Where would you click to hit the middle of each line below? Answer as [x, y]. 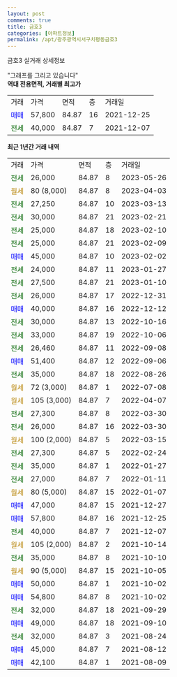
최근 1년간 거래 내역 [33, 147]
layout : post [26, 14]
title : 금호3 [25, 27]
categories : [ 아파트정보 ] [41, 33]
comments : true [29, 20]
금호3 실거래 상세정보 [36, 61]
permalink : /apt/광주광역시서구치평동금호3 [62, 40]
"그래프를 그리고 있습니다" [43, 75]
